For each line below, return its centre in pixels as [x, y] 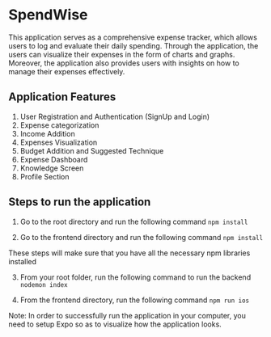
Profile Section [45, 176]
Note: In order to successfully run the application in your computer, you [127, 315]
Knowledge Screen [52, 168]
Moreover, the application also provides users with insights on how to [124, 63]
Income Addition [47, 133]
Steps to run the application [80, 202]
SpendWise [48, 15]
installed [23, 261]
